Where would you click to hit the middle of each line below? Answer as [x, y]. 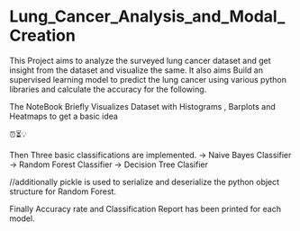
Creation [43, 36]
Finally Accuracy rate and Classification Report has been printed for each [145, 209]
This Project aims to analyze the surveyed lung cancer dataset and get [140, 60]
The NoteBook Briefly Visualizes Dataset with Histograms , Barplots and [143, 106]
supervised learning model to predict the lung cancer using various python [148, 79]
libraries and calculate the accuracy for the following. [108, 89]
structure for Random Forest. [63, 191]
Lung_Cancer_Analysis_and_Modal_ [147, 17]
